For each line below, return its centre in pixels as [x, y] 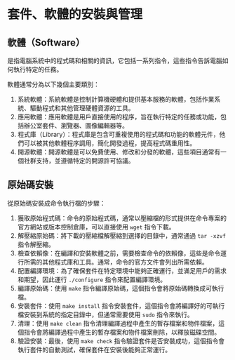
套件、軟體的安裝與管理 [75, 14]
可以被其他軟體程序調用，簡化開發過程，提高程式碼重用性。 [110, 143]
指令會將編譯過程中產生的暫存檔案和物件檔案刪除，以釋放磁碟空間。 [122, 332]
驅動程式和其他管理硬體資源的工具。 [82, 108]
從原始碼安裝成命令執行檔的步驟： [56, 203]
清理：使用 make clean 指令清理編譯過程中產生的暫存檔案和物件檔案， [118, 323]
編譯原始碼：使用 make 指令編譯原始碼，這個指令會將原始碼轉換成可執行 [121, 288]
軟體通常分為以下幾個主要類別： [53, 84]
